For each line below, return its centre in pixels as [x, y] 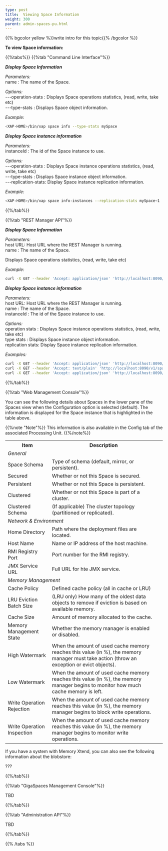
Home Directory [26, 532]
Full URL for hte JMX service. [86, 569]
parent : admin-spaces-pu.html [37, 24]
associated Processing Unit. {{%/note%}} [48, 432]
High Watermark [27, 655]
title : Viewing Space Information [42, 14]
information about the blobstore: [38, 756]
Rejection [19, 709]
